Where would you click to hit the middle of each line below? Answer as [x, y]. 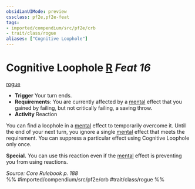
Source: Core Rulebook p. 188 [42, 173]
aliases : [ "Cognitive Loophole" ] [47, 39]
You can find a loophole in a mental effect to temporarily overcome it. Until [96, 125]
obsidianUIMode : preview [36, 11]
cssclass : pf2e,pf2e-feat [38, 17]
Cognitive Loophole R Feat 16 [78, 68]
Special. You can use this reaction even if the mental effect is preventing [94, 156]
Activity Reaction [36, 114]
